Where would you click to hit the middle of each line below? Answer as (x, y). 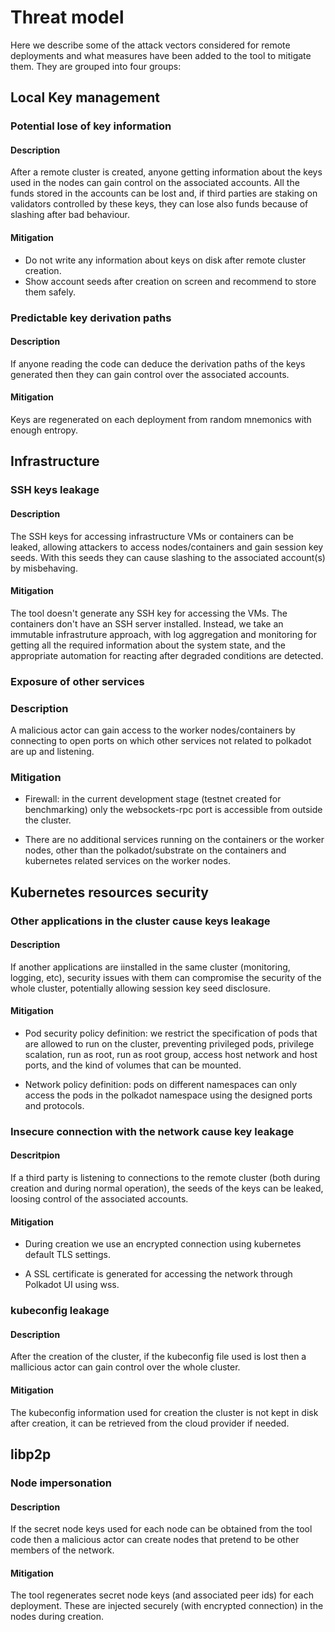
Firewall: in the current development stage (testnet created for (153, 799)
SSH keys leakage (55, 490)
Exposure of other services (77, 681)
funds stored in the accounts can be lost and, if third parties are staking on (164, 193)
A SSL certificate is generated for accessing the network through (158, 1274)
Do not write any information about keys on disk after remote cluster (165, 260)
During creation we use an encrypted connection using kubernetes (163, 1244)
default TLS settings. (68, 1255)
